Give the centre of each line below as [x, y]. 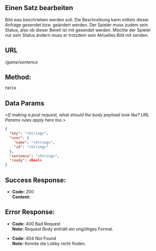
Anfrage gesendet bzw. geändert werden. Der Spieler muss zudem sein [77, 25]
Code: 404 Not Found [34, 238]
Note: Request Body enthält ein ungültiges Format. [63, 229]
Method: [18, 77]
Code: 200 [23, 191]
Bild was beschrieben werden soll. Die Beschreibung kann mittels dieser [77, 19]
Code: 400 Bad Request [36, 224]
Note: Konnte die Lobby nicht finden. [49, 243]
